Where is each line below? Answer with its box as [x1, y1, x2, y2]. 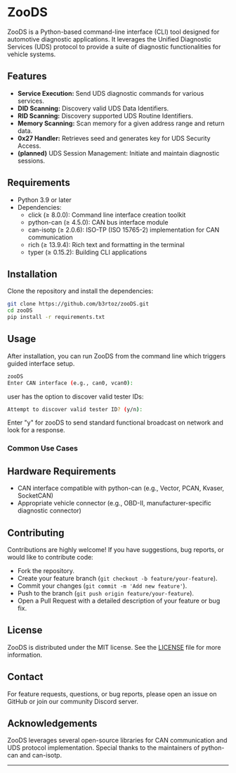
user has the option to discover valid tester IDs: [7, 392, 144, 401]
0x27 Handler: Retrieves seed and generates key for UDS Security [17, 134, 211, 142]
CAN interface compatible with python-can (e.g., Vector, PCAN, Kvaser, [17, 484, 225, 493]
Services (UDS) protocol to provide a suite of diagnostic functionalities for [7, 42, 221, 51]
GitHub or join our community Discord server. [7, 697, 139, 705]
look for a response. [7, 426, 65, 434]
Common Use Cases [7, 444, 79, 453]
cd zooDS [7, 307, 33, 314]
